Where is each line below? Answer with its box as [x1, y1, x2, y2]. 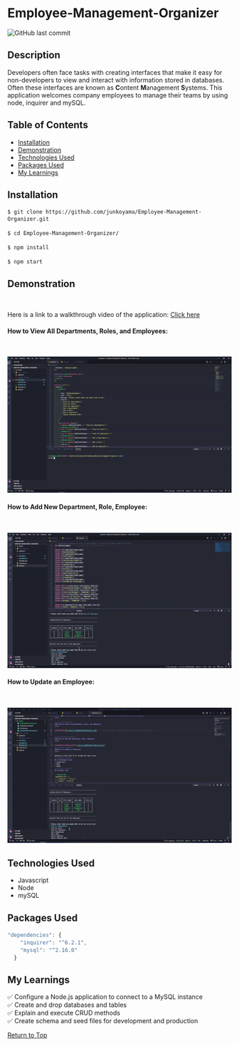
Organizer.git [7, 216, 50, 223]
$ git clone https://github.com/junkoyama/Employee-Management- [7, 209, 202, 216]
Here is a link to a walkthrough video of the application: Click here [7, 310, 201, 319]
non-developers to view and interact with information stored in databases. [7, 75, 225, 84]
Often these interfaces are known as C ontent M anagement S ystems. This [7, 83, 223, 92]
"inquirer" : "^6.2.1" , [20, 938, 87, 946]
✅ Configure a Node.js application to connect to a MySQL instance [7, 993, 203, 1001]
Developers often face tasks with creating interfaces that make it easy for [7, 68, 223, 76]
